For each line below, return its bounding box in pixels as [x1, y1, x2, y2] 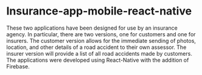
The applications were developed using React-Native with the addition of [6, 56, 189, 64]
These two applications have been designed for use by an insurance [6, 24, 178, 31]
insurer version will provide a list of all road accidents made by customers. [6, 50, 193, 57]
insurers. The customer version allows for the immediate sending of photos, [6, 37, 197, 44]
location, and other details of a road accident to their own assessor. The [6, 44, 187, 51]
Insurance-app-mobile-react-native [6, 4, 192, 18]
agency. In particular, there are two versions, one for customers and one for [6, 30, 196, 37]
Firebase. [6, 62, 30, 70]
